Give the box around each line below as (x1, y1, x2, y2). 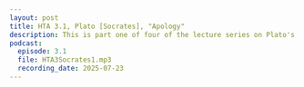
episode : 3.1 (17, 47, 67, 56)
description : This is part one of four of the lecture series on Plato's (9, 30, 296, 39)
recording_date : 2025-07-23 (17, 64, 125, 73)
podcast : (9, 38, 43, 48)
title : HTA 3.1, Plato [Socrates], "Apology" (9, 22, 185, 31)
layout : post (9, 13, 59, 23)
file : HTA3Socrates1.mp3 (17, 55, 112, 64)
